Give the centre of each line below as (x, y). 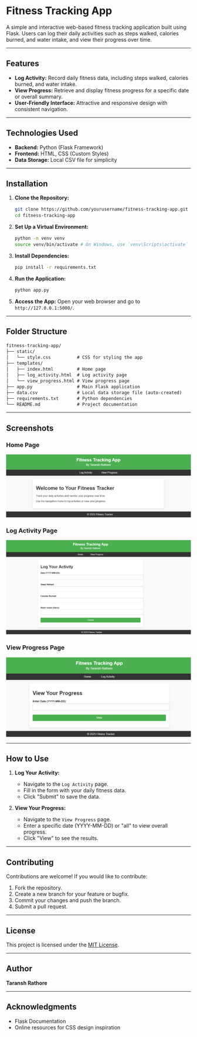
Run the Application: (40, 278)
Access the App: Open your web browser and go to (77, 301)
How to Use (28, 759)
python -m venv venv (40, 239)
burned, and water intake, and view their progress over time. (79, 39)
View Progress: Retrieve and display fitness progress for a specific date (102, 90)
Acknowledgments (42, 1007)
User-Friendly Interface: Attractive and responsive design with (91, 103)
